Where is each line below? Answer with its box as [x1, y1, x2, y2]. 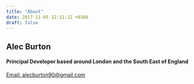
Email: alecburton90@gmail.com [6, 71, 86, 78]
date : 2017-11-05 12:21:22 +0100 [6, 14, 89, 20]
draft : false [6, 20, 38, 25]
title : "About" [6, 8, 44, 15]
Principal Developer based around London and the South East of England [6, 58, 189, 65]
